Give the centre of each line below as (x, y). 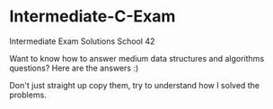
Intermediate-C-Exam (92, 17)
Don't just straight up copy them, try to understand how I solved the (135, 85)
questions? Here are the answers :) (74, 68)
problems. (28, 95)
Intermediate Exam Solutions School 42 (82, 41)
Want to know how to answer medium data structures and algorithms (137, 58)
